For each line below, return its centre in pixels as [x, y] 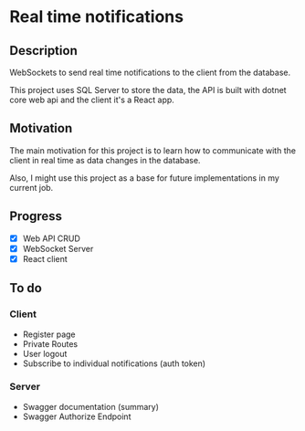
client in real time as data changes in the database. [105, 160]
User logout [45, 353]
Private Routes [50, 343]
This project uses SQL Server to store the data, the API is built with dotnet [148, 90]
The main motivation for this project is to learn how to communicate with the [153, 150]
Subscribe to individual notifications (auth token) [114, 363]
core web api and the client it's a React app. [92, 100]
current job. [32, 187]
